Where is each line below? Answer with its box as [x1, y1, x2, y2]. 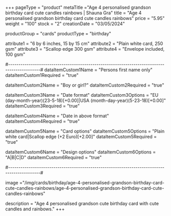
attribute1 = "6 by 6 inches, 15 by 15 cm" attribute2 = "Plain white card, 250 [5, 40, 163, 47]
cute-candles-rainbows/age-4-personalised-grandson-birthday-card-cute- [5, 185, 164, 191]
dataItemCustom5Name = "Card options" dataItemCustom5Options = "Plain [5, 128, 165, 134]
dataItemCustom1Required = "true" [5, 72, 79, 78]
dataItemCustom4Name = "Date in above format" [5, 113, 109, 119]
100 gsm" [5, 51, 26, 57]
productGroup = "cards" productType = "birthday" [5, 31, 111, 36]
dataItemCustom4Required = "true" [5, 118, 80, 124]
